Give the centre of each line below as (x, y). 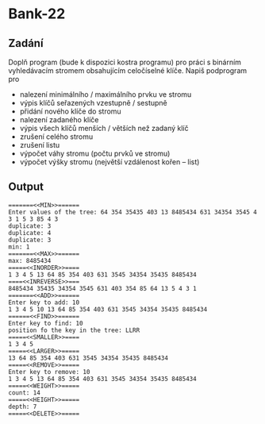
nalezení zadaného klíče (59, 119)
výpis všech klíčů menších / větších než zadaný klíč (104, 128)
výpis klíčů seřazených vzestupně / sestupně (94, 103)
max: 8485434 (30, 260)
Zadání (26, 43)
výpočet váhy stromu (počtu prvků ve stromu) (95, 153)
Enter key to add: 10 (44, 303)
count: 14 (25, 393)
